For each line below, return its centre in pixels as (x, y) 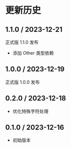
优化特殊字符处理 (30, 111)
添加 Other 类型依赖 (33, 53)
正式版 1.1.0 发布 (22, 42)
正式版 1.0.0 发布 (23, 82)
